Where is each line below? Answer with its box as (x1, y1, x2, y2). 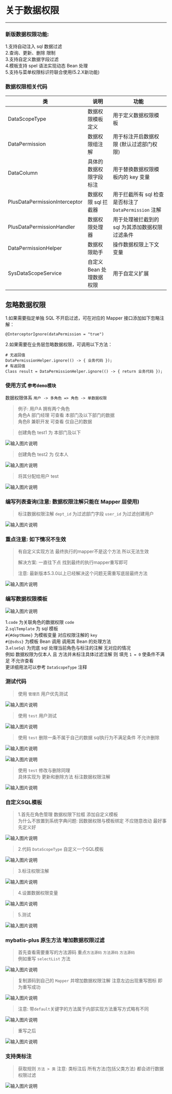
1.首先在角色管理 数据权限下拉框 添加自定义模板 (17, 811, 118, 818)
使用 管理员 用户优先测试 (17, 690, 68, 697)
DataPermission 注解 (113, 206, 162, 213)
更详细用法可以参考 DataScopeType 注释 (5, 664, 87, 670)
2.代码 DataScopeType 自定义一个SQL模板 (17, 846, 104, 852)
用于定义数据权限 (113, 112, 155, 119)
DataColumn (8, 169, 38, 176)
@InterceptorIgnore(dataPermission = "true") (5, 332, 104, 337)
